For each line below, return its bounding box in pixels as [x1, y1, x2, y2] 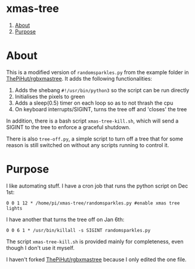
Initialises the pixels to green [14, 93, 85, 100]
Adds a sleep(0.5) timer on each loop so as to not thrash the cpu [14, 99, 174, 106]
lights [6, 205, 23, 211]
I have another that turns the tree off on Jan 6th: [6, 216, 125, 223]
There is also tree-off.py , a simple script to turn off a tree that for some [6, 135, 184, 142]
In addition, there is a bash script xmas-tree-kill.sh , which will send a [6, 117, 179, 124]
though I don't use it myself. [6, 244, 75, 251]
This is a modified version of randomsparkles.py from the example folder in [6, 68, 189, 76]
